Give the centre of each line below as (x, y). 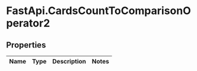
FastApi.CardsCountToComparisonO (99, 11)
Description (69, 61)
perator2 (28, 23)
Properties (26, 45)
